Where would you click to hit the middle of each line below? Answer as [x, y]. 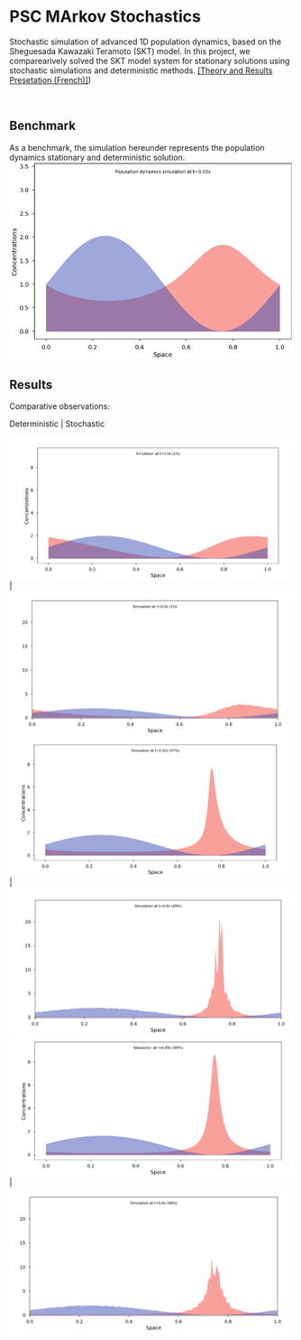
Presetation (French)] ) [50, 79]
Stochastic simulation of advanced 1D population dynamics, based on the [146, 42]
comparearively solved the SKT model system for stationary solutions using [150, 60]
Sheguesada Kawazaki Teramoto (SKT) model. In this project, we [130, 51]
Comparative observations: [59, 406]
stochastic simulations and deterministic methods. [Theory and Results [141, 70]
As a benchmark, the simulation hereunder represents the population [137, 147]
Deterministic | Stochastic [57, 423]
